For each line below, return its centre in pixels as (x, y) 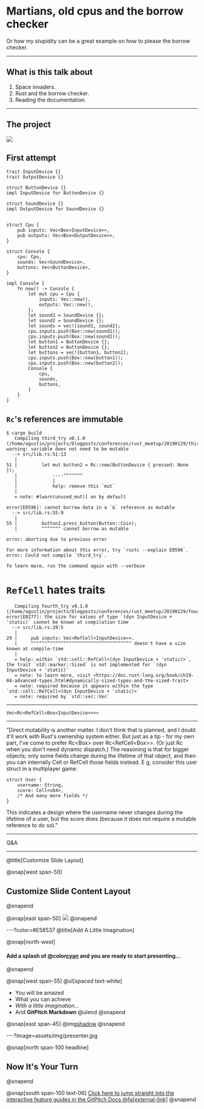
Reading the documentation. (50, 100)
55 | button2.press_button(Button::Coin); (72, 524)
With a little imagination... (47, 1006)
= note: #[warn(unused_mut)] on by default (70, 497)
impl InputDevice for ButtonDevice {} (55, 193)
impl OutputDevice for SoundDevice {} (55, 209)
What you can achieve (43, 999)
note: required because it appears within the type (87, 686)
